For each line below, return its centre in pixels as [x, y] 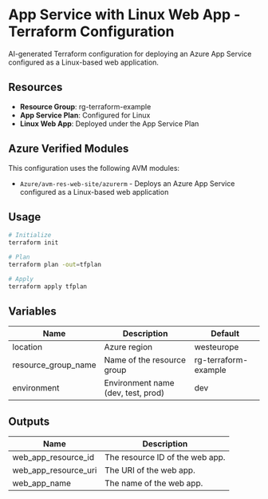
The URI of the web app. [150, 470]
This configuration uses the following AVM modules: [94, 168]
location [27, 347]
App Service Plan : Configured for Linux [85, 115]
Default [225, 334]
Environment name [139, 383]
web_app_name [42, 483]
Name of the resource [145, 360]
